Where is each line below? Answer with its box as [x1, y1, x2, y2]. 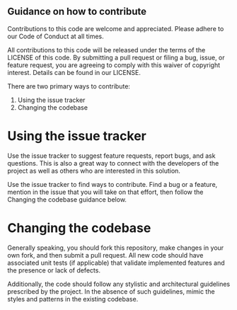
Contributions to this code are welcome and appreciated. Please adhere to [7, 24, 224, 33]
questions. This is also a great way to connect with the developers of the [7, 159, 219, 167]
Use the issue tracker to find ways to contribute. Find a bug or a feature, [7, 180, 218, 188]
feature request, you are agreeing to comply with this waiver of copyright [7, 60, 221, 69]
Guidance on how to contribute [7, 6, 147, 18]
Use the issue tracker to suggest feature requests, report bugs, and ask [7, 151, 216, 160]
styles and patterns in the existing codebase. [7, 294, 139, 303]
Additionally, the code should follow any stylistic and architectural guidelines [7, 280, 231, 288]
